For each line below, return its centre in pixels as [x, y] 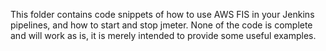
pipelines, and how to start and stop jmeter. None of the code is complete [161, 25]
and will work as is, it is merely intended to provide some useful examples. [163, 35]
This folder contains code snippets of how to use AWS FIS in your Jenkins [162, 14]
